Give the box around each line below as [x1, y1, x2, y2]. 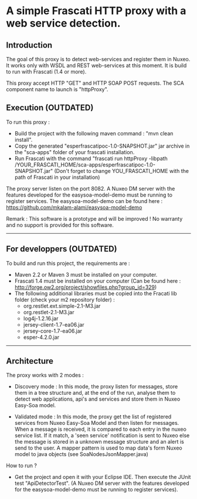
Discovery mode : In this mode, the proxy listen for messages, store [14, 383, 178, 390]
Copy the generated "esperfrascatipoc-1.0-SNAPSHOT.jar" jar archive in [14, 142, 190, 149]
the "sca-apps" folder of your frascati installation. [14, 148, 135, 155]
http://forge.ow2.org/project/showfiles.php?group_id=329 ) [14, 284, 157, 291]
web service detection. [6, 16, 121, 30]
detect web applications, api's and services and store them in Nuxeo [14, 395, 181, 402]
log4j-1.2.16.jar [23, 315, 59, 322]
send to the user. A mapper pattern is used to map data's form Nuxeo [14, 444, 183, 451]
